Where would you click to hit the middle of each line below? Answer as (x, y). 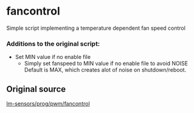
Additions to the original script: (53, 44)
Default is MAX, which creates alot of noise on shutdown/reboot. (105, 70)
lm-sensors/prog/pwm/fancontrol (48, 104)
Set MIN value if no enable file (53, 57)
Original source (36, 89)
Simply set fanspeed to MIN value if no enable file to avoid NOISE (106, 63)
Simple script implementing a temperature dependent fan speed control (96, 28)
